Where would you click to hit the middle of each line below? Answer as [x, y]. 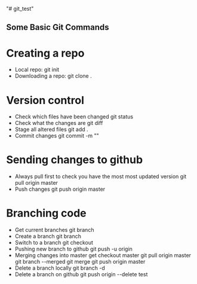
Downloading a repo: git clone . [53, 76]
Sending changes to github [75, 160]
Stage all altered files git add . [51, 129]
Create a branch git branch [48, 236]
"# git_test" [20, 9]
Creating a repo [45, 53]
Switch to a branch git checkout [54, 243]
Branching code [46, 213]
